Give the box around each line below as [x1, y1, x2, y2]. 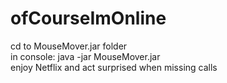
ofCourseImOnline [10, 7, 167, 30]
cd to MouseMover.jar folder [10, 40, 128, 52]
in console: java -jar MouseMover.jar [10, 50, 161, 62]
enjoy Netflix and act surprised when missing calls [10, 61, 218, 73]
